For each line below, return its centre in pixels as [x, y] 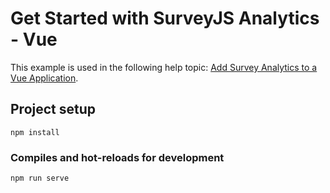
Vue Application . [44, 78]
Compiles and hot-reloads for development [117, 157]
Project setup [53, 109]
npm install [35, 132]
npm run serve [40, 178]
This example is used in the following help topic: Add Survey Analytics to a [164, 67]
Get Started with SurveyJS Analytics [165, 18]
